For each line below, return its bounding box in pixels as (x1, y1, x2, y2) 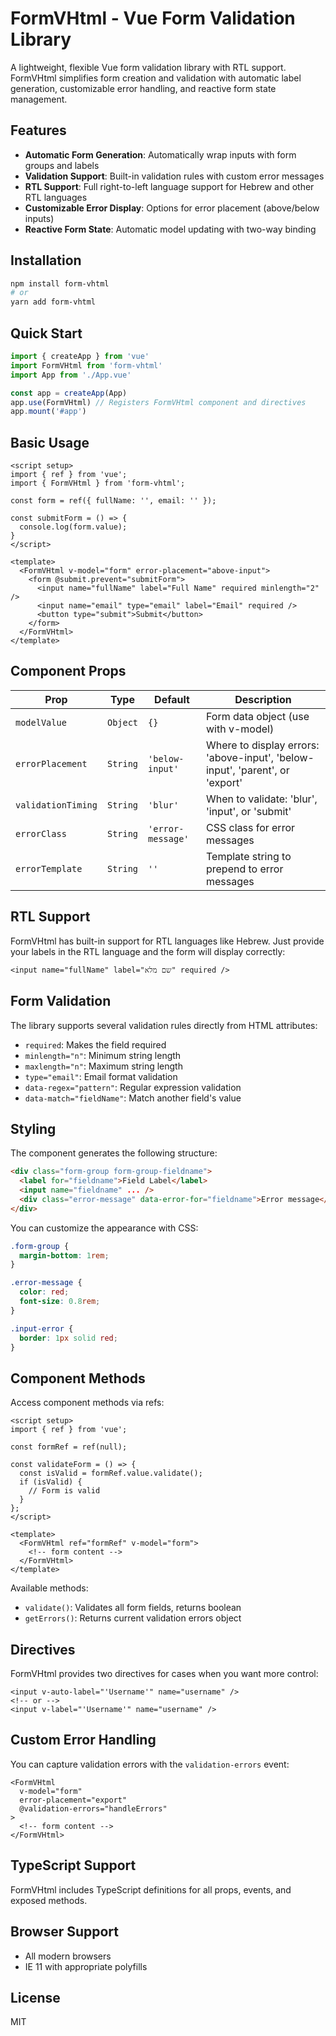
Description (234, 692, 292, 706)
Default (154, 692, 190, 706)
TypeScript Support (10, 1857, 137, 1874)
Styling (10, 1120, 57, 1137)
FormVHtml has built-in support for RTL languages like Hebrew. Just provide (10, 935, 325, 947)
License (10, 1989, 61, 2006)
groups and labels (24, 159, 100, 171)
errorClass (15, 828, 67, 839)
